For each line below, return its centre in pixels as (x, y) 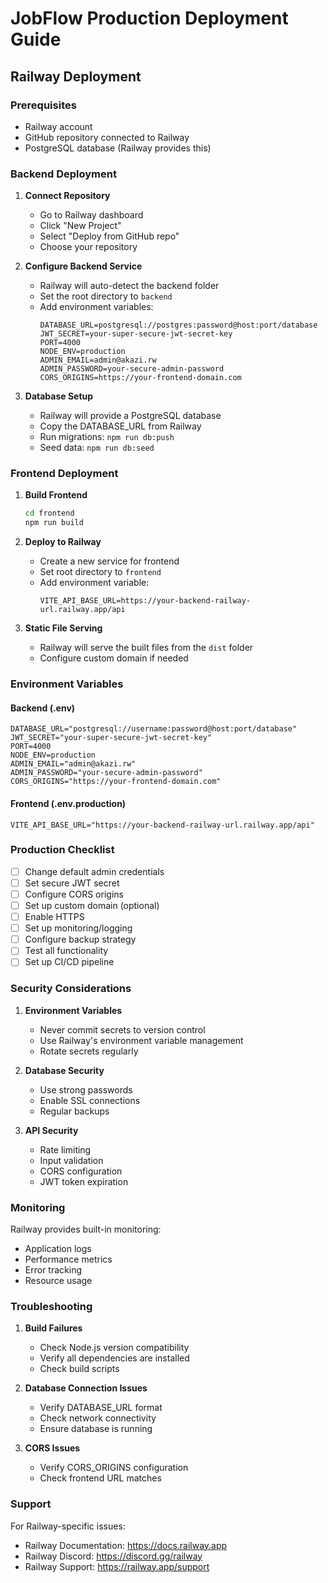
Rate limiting (65, 1149)
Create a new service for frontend (109, 561)
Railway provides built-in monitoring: (86, 1229)
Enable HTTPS (54, 917)
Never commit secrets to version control (122, 1029)
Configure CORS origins (74, 894)
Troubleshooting (51, 1306)
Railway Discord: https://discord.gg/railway (113, 1556)
